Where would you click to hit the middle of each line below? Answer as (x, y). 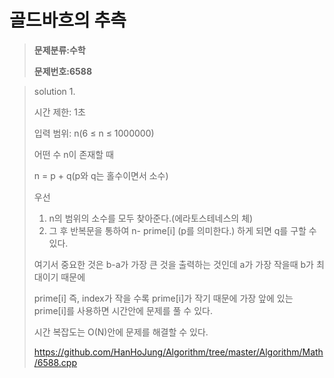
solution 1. (54, 91)
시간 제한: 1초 (59, 112)
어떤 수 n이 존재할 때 (73, 154)
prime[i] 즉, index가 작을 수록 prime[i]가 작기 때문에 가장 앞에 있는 (163, 298)
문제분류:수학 (59, 50)
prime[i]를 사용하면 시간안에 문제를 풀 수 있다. (123, 310)
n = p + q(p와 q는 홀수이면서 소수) (101, 175)
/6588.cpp (55, 362)
